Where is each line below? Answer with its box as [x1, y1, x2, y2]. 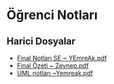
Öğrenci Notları [6, 7, 98, 23]
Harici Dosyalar [6, 35, 76, 47]
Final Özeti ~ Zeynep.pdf [16, 61, 89, 70]
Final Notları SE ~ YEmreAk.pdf [16, 54, 107, 62]
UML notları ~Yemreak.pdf [16, 69, 94, 77]
